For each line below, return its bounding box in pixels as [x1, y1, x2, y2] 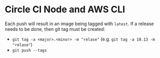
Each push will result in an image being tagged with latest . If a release [5, 21, 154, 27]
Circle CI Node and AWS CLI [5, 4, 126, 15]
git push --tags [12, 48, 47, 53]
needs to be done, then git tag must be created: [5, 26, 105, 32]
